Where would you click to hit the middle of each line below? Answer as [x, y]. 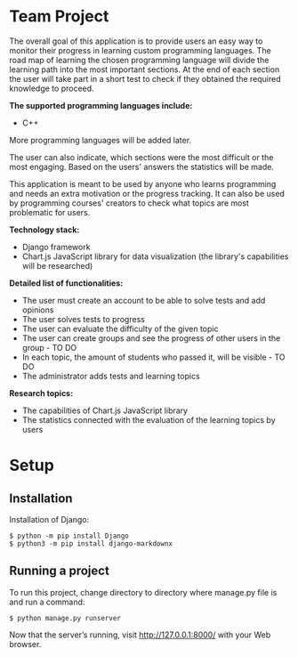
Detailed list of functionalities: [66, 283]
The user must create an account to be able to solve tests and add [144, 300]
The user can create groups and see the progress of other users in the [151, 338]
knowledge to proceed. [52, 88]
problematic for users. [50, 212]
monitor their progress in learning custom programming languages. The [140, 50]
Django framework [56, 247]
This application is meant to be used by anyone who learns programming [143, 183]
